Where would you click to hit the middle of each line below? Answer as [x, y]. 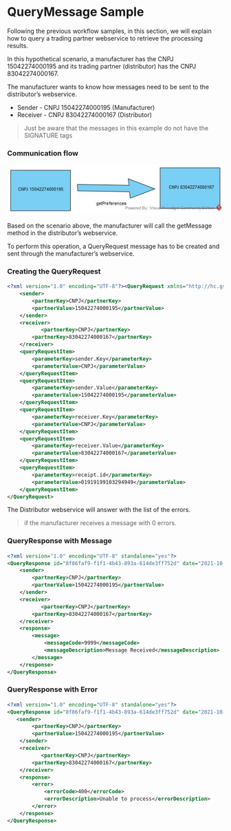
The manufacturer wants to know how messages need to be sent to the [108, 87]
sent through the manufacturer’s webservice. [71, 253]
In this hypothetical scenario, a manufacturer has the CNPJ [90, 58]
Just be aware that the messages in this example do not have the [116, 128]
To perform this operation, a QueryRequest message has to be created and [113, 246]
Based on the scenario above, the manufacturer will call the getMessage [110, 225]
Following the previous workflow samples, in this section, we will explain [109, 31]
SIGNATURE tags [48, 135]
